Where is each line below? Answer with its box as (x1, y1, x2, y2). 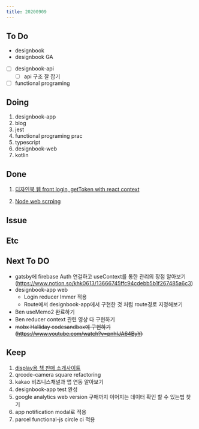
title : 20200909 (6, 8, 47, 15)
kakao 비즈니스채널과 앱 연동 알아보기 (14, 378, 104, 385)
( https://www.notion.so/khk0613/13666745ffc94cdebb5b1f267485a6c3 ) (14, 279, 194, 286)
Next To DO (6, 256, 50, 267)
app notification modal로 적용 (14, 408, 87, 415)
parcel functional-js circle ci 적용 (14, 416, 95, 423)
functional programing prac (14, 132, 83, 140)
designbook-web (14, 145, 57, 152)
